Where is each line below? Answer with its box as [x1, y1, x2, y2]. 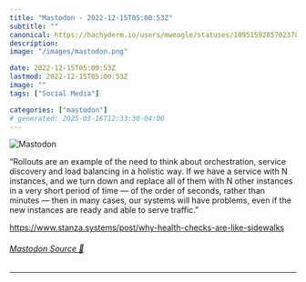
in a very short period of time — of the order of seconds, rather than [9, 186, 266, 196]
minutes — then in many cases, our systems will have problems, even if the [9, 195, 291, 206]
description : [9, 38, 59, 48]
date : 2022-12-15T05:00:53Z [9, 64, 117, 73]
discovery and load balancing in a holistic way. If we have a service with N [9, 166, 289, 177]
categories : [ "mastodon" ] [9, 106, 107, 115]
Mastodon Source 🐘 [9, 243, 85, 254]
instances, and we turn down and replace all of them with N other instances [9, 176, 293, 186]
